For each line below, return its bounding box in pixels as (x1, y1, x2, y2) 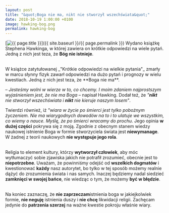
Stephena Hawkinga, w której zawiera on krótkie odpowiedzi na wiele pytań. (5, 46, 164, 52)
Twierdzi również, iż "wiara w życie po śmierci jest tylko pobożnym (5, 107, 145, 113)
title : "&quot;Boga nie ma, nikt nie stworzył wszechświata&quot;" (5, 12, 150, 17)
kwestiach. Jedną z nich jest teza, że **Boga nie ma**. (5, 77, 120, 83)
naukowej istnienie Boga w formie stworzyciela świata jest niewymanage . (5, 129, 159, 135)
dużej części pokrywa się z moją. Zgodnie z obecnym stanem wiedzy (5, 123, 150, 130)
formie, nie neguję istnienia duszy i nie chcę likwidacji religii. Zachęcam (5, 197, 155, 203)
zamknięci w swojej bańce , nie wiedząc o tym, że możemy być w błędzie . (5, 176, 160, 182)
